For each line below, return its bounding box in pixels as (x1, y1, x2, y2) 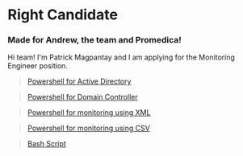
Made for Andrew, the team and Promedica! (7, 35, 182, 46)
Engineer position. (7, 61, 68, 71)
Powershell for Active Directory (27, 76, 132, 86)
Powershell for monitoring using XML (27, 108, 151, 117)
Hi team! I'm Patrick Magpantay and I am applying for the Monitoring (7, 52, 236, 62)
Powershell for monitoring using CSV (27, 123, 150, 133)
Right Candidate (7, 6, 119, 24)
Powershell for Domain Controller (27, 92, 138, 102)
